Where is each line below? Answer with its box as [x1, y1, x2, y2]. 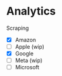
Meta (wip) [15, 57, 43, 64]
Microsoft [15, 64, 40, 71]
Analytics [6, 4, 56, 18]
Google [15, 50, 34, 57]
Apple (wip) [15, 43, 44, 50]
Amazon [15, 36, 36, 43]
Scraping [6, 24, 29, 32]
